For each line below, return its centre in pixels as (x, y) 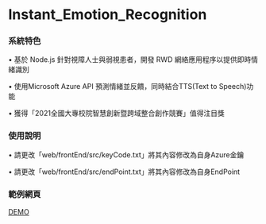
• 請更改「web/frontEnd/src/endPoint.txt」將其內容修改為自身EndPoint (124, 172)
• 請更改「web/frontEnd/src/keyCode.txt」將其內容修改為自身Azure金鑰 (126, 154)
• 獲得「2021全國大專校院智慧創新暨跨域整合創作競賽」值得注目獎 (116, 114)
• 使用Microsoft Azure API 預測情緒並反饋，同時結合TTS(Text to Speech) (127, 87)
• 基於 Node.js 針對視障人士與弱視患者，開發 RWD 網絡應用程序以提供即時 (130, 60)
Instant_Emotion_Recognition (108, 15)
